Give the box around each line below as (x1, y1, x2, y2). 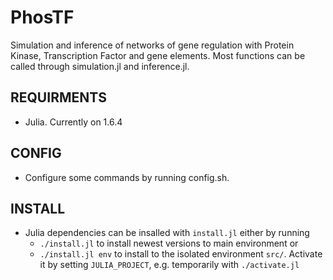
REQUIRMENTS (10, 89, 107, 106)
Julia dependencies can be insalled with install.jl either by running (24, 227, 310, 239)
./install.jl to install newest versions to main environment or (39, 237, 299, 250)
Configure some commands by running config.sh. (24, 171, 230, 183)
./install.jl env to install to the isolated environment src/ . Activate (39, 248, 323, 260)
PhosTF (10, 6, 75, 29)
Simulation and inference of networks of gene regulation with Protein (10, 39, 295, 51)
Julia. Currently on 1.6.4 (24, 116, 123, 128)
